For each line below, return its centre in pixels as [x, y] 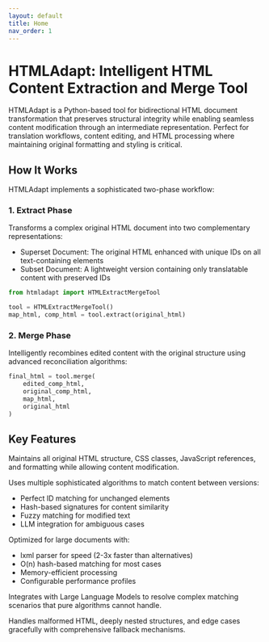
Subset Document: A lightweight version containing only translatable [134, 269]
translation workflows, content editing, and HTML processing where [122, 136]
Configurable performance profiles [78, 581]
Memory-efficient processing [69, 573]
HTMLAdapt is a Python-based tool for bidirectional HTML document [123, 111]
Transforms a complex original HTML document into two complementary [129, 228]
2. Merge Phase [40, 335]
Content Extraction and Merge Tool [128, 88]
